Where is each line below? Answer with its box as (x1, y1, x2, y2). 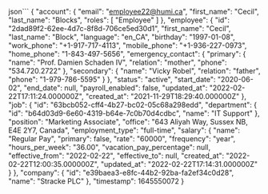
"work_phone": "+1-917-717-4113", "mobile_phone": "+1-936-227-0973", (8, 41, 247, 50)
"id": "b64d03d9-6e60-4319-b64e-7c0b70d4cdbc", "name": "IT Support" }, (8, 109, 260, 118)
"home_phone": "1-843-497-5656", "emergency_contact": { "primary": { (8, 49, 246, 58)
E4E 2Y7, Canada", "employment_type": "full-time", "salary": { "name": (8, 125, 241, 135)
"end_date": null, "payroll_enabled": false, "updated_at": (23, 83, 208, 93)
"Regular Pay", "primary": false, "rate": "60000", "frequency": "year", (8, 134, 236, 143)
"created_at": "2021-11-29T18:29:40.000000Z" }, (85, 92, 246, 101)
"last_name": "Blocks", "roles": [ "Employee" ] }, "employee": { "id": (8, 15, 230, 25)
